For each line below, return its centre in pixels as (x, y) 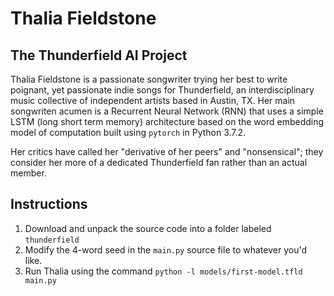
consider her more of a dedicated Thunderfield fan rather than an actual (159, 162)
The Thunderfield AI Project (99, 55)
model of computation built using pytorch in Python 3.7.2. (128, 132)
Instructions (49, 204)
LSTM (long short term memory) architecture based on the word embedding (167, 121)
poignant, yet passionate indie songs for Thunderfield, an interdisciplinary (162, 90)
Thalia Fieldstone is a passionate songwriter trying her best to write (149, 79)
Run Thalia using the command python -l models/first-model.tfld (163, 271)
